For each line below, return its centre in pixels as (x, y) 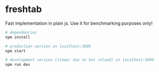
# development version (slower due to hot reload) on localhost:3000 (80, 60)
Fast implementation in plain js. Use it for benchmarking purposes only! (79, 23)
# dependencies (21, 32)
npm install (18, 37)
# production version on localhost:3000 (48, 46)
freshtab (23, 9)
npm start (16, 51)
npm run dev (18, 65)
